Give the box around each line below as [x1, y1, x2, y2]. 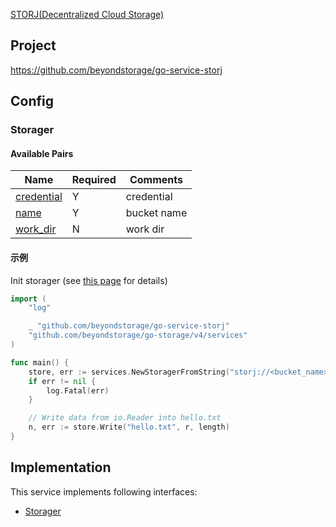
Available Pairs [10, 147, 74, 159]
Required [71, 173, 117, 187]
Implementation [10, 459, 112, 476]
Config [10, 93, 54, 110]
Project [10, 37, 57, 54]
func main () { [10, 357, 70, 368]
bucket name [125, 206, 188, 220]
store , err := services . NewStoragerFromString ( [28, 367, 230, 377]
